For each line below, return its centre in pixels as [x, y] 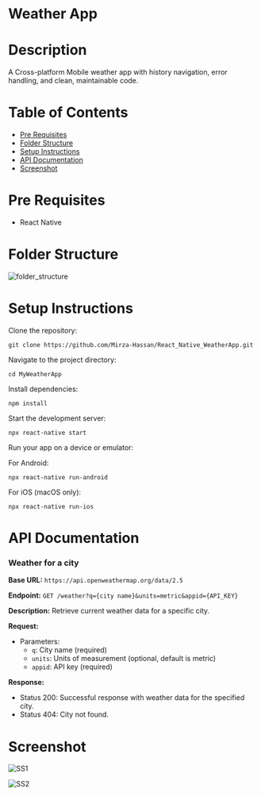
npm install [28, 403]
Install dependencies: [43, 389]
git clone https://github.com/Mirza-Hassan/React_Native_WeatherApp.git [131, 345]
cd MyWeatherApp [35, 374]
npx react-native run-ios [51, 506]
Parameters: [40, 642]
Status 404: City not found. [64, 714]
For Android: [29, 463]
